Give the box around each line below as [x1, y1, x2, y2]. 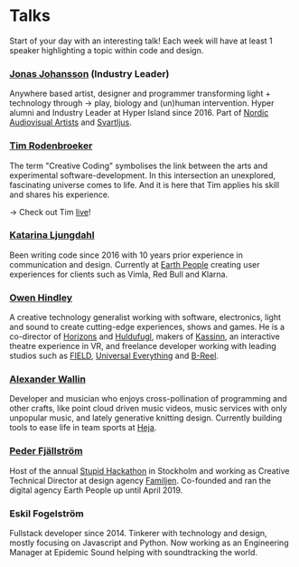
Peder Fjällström [9, 445, 83, 458]
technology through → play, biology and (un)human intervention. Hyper [9, 98, 275, 109]
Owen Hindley [9, 291, 72, 304]
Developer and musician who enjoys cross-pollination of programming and [9, 393, 287, 404]
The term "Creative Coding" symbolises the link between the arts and [9, 160, 268, 171]
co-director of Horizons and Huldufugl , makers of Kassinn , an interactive [9, 331, 280, 342]
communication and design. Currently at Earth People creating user [9, 259, 260, 269]
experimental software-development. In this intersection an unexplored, [9, 169, 276, 181]
